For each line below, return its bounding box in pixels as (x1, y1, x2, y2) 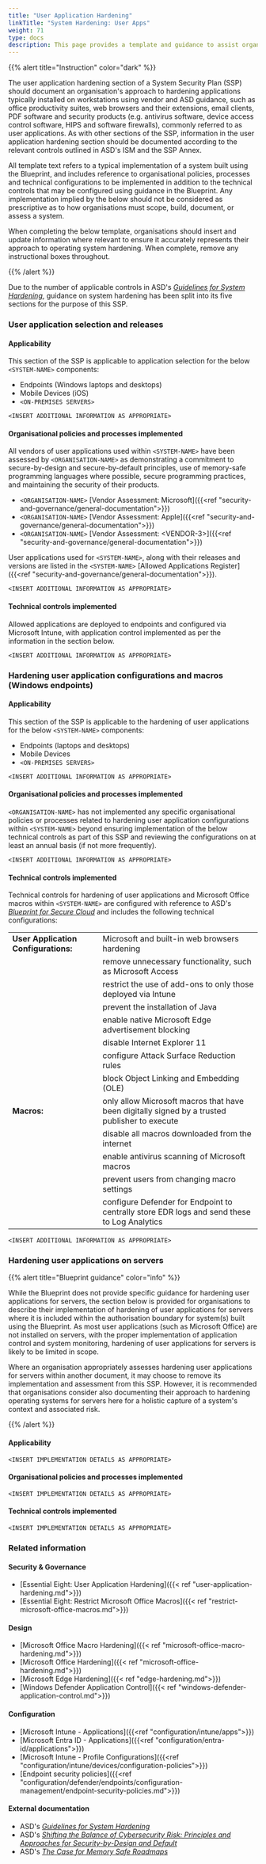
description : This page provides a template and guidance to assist (8, 41, 239, 49)
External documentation (8, 1804, 89, 1813)
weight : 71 (8, 26, 44, 34)
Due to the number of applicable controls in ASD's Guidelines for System (8, 283, 245, 292)
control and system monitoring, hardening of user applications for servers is (8, 1339, 256, 1349)
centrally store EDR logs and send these (102, 1207, 251, 1218)
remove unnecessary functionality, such (102, 956, 252, 967)
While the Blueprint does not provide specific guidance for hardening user (8, 1288, 250, 1298)
